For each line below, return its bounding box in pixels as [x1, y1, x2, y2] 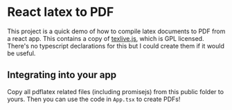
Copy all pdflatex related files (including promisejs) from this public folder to [7, 87, 224, 95]
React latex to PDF [7, 4, 114, 20]
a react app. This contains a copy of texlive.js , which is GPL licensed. [7, 34, 204, 42]
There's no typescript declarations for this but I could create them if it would [7, 42, 225, 50]
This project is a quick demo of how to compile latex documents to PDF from [7, 27, 226, 35]
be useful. [7, 49, 36, 57]
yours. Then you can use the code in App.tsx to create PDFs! [7, 95, 181, 103]
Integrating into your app [7, 69, 116, 81]
